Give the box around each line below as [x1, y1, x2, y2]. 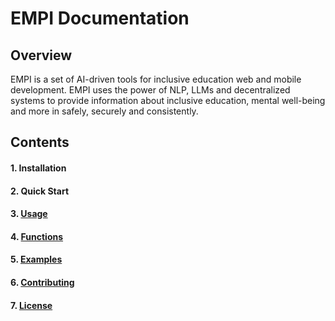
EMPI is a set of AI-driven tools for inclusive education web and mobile [10, 73, 302, 85]
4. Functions [10, 230, 64, 242]
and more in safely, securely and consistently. [10, 105, 199, 117]
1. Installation [10, 162, 67, 174]
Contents [10, 134, 70, 151]
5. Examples [10, 253, 63, 266]
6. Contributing [10, 276, 75, 288]
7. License [10, 299, 53, 311]
